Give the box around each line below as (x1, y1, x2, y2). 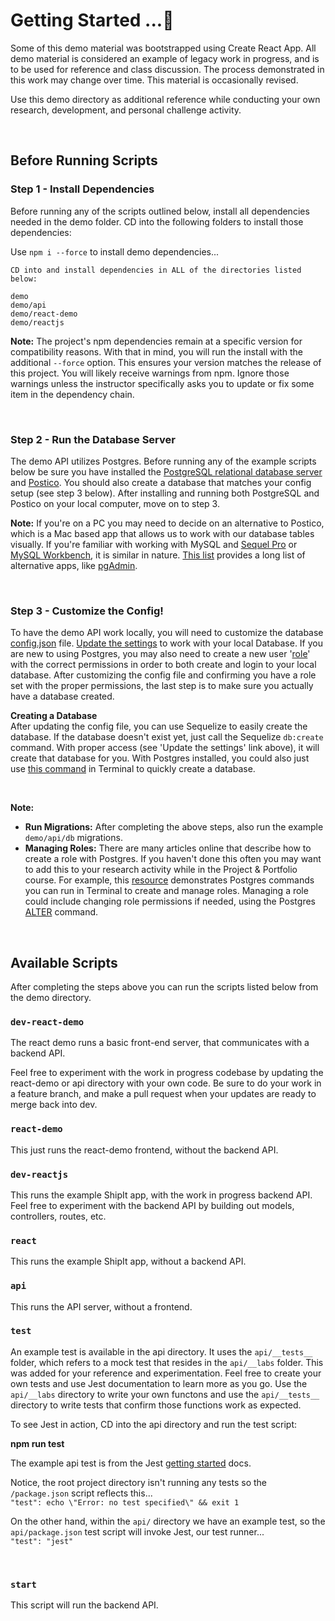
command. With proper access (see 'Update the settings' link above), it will (10, 742, 320, 754)
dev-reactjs (10, 1169, 69, 1180)
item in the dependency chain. (10, 388, 135, 400)
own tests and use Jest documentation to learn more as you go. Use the (10, 1377, 308, 1389)
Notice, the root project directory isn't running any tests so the (10, 1476, 267, 1488)
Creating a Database (10, 710, 98, 722)
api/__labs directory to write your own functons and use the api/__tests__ (10, 1388, 320, 1400)
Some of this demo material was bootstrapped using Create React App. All (10, 42, 317, 54)
